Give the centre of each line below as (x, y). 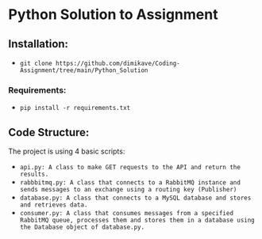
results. (34, 175)
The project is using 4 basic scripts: (67, 151)
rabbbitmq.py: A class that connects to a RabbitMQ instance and (130, 183)
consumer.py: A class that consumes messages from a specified (127, 214)
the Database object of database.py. (82, 227)
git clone (36, 63)
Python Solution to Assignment (113, 15)
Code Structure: (49, 132)
